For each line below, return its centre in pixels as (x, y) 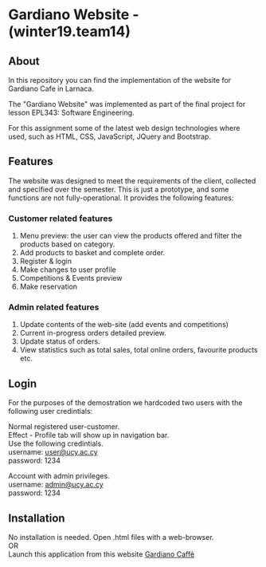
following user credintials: (51, 411)
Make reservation (49, 287)
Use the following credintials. (56, 443)
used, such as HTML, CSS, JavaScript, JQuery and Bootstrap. (110, 136)
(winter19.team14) (70, 31)
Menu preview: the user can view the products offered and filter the (131, 236)
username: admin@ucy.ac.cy (56, 485)
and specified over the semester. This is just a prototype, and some (119, 189)
